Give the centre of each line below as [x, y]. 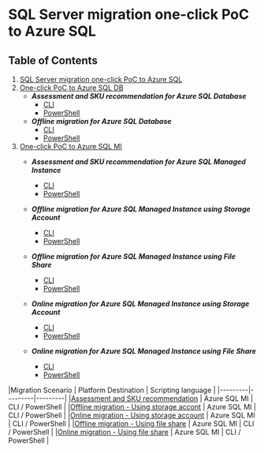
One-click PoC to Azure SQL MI [71, 146]
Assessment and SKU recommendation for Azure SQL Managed [139, 162]
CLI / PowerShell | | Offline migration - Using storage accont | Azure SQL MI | [132, 407]
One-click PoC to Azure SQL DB [71, 88]
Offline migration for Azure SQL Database [101, 121]
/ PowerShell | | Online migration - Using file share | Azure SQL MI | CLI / [125, 432]
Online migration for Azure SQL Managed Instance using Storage [140, 304]
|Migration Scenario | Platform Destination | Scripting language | [112, 390]
